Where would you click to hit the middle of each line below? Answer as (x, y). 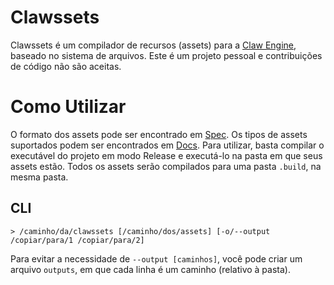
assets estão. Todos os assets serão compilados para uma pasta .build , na (166, 166)
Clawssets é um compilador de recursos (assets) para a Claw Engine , (153, 45)
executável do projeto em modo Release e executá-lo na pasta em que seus (166, 155)
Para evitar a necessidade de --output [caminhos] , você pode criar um (156, 258)
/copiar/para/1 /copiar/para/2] (77, 240)
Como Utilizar (68, 107)
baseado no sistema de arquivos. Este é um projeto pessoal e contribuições (166, 55)
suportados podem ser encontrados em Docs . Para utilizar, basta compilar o (167, 145)
